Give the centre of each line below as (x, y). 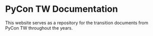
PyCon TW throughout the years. (39, 28)
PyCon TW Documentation (62, 9)
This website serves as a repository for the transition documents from (77, 23)
